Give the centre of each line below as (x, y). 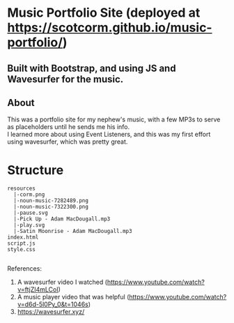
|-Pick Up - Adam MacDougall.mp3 (62, 219)
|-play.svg (29, 225)
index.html (23, 238)
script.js (22, 243)
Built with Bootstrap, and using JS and (92, 68)
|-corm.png (29, 195)
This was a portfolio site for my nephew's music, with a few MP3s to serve (114, 119)
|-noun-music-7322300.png (51, 207)
